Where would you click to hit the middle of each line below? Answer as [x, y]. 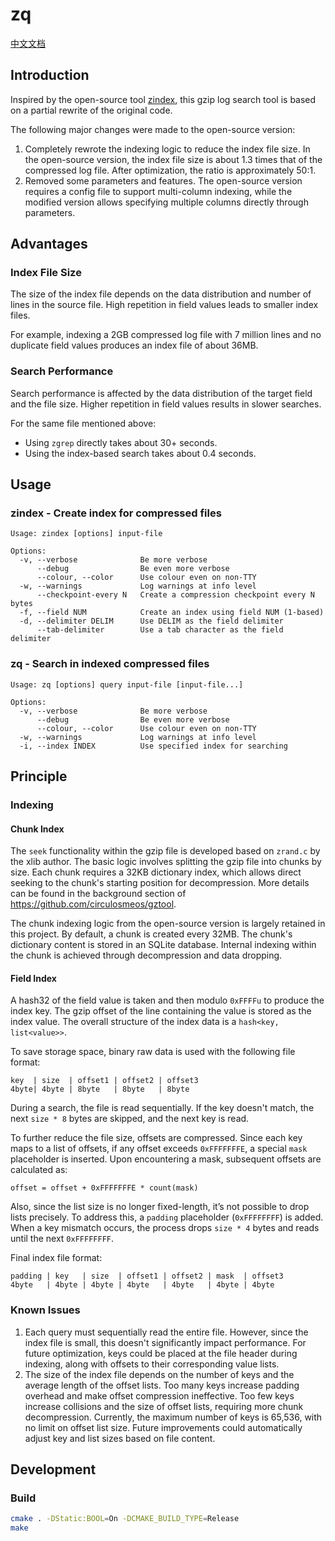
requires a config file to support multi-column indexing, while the [158, 191]
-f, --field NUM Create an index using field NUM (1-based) [172, 613]
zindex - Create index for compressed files [116, 513]
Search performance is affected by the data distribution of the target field [161, 393]
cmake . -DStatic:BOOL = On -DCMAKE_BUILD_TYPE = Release [125, 1519]
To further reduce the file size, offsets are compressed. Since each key [156, 1138]
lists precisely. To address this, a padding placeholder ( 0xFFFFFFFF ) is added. [167, 1217]
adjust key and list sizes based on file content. [120, 1438]
